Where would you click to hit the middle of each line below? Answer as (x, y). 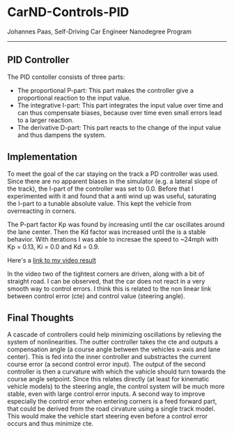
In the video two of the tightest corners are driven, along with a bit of (106, 274)
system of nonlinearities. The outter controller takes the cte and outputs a (112, 342)
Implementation (42, 157)
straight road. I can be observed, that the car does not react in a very (106, 281)
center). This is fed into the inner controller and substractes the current (109, 357)
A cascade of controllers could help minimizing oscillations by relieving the (115, 335)
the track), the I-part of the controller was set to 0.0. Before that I (100, 189)
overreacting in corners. (42, 211)
